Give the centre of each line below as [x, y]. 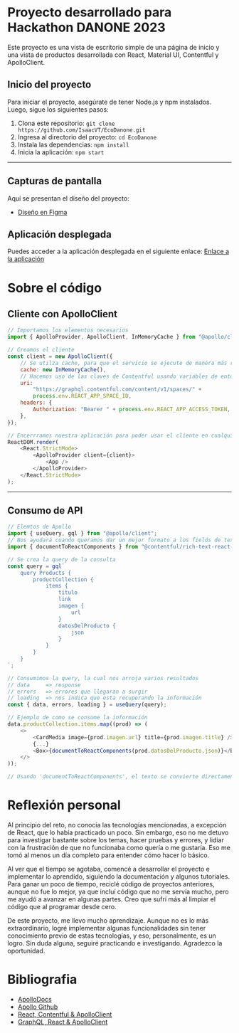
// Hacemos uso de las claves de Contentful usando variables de [119, 376]
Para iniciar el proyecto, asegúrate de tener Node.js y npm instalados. [110, 102]
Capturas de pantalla [54, 181]
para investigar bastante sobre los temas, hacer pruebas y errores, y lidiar [116, 840]
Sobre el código [54, 288]
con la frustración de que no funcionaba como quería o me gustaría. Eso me [119, 848]
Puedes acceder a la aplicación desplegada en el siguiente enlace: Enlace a [118, 251]
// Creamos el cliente [41, 350]
